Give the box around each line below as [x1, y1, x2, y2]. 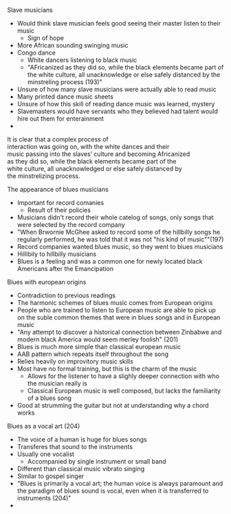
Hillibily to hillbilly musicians [16, 250, 97, 258]
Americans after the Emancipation [16, 265, 114, 273]
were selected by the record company [16, 221, 125, 228]
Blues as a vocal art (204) [7, 422, 80, 430]
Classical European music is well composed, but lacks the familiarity [27, 386, 221, 395]
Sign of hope [27, 34, 64, 42]
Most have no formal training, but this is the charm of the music [16, 365, 197, 373]
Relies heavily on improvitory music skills [16, 357, 134, 365]
